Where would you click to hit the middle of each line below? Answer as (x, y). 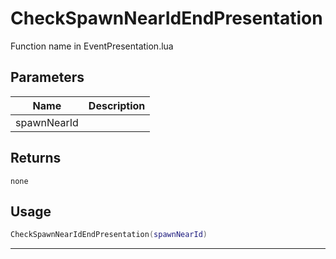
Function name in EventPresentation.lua (92, 46)
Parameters (47, 77)
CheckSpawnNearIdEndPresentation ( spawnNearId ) (109, 235)
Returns (36, 158)
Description (117, 105)
